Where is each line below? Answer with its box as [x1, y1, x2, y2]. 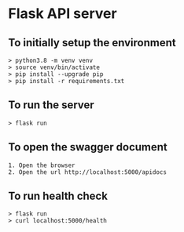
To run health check [8, 190, 109, 203]
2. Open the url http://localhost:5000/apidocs [8, 168, 167, 176]
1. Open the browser [8, 161, 76, 169]
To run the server [8, 99, 94, 112]
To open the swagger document [8, 140, 167, 154]
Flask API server [8, 5, 117, 23]
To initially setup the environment [8, 36, 176, 49]
